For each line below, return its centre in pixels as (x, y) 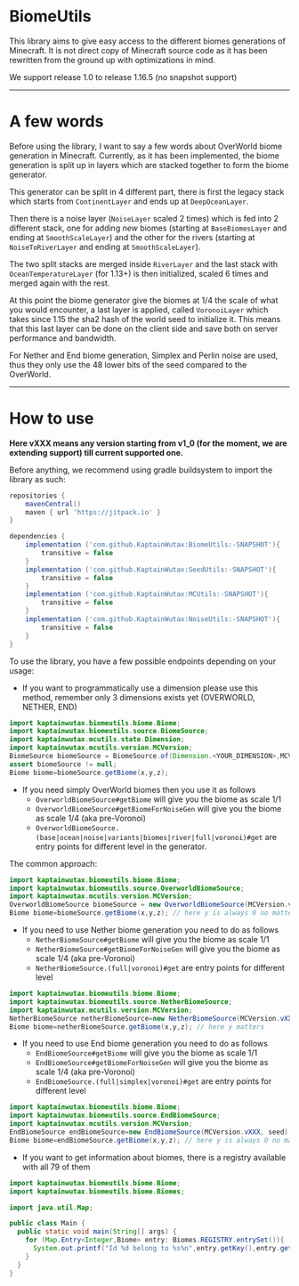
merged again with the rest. (60, 283)
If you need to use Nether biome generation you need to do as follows (150, 930)
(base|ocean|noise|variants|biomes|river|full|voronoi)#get (149, 837)
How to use (52, 419)
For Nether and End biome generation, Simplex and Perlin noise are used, (144, 355)
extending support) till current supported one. (97, 452)
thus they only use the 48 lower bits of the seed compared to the (128, 364)
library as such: (37, 479)
